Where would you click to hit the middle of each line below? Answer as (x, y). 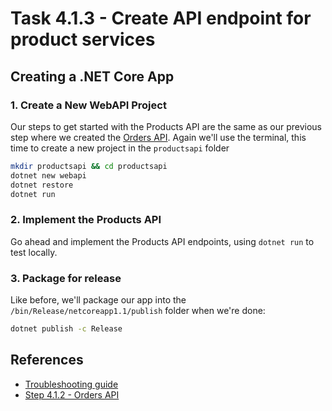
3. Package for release (66, 278)
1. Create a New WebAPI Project (88, 105)
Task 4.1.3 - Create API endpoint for (161, 18)
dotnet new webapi (48, 175)
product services (83, 39)
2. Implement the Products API (86, 220)
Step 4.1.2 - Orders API (72, 394)
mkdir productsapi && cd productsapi (89, 166)
